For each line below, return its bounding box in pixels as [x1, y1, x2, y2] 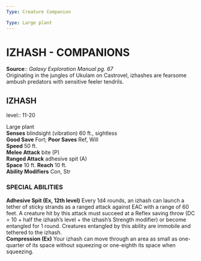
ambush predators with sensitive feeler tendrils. [6, 78, 124, 85]
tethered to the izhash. [6, 229, 62, 236]
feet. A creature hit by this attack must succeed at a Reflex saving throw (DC [6, 209, 195, 216]
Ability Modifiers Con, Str [6, 168, 71, 175]
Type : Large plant [6, 19, 52, 26]
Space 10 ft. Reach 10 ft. [6, 162, 67, 169]
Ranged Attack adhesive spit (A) [6, 155, 88, 162]
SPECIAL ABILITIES [6, 183, 63, 191]
